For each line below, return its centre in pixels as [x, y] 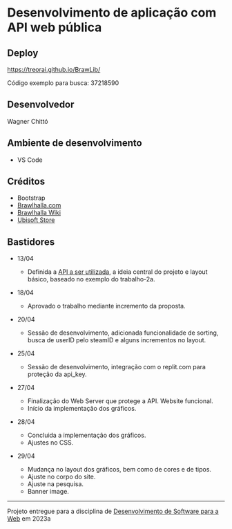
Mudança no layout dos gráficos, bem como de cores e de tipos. [119, 470]
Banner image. [48, 492]
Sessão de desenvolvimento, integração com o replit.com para [116, 367]
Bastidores [31, 242]
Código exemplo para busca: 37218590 [63, 83]
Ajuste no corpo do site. [61, 477]
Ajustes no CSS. [50, 443]
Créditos [26, 182]
